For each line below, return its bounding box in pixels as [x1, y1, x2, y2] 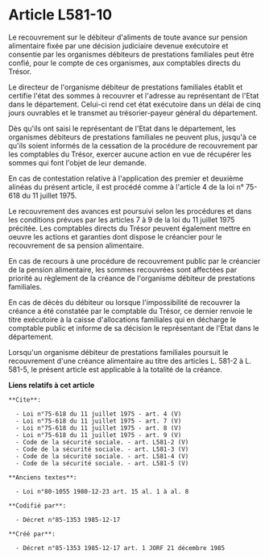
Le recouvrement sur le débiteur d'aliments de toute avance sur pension [8, 32, 248, 42]
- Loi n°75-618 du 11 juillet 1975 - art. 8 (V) [15, 423, 182, 432]
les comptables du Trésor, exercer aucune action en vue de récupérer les [8, 149, 252, 159]
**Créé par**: [8, 530, 56, 538]
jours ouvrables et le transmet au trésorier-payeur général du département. [8, 107, 258, 118]
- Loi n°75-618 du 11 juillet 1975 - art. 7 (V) [15, 417, 182, 425]
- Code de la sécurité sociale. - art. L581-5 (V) [15, 459, 189, 467]
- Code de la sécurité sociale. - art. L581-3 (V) [15, 445, 189, 453]
